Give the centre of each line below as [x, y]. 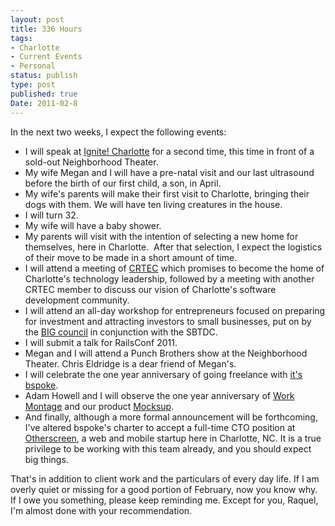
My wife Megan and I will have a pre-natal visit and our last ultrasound [169, 172]
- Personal [33, 66]
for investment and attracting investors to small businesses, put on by [168, 321]
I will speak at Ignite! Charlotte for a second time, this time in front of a [169, 151]
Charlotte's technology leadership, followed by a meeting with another [169, 278]
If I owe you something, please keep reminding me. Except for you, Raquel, [164, 500]
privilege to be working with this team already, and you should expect [168, 448]
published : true [44, 94]
